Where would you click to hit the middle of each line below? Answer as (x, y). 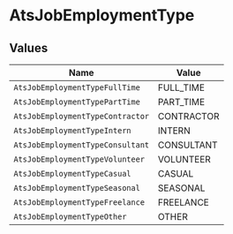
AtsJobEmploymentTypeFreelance (79, 203)
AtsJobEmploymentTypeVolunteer (79, 159)
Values (29, 48)
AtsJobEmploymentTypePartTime (77, 102)
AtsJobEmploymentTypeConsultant (82, 145)
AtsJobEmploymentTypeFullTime (77, 88)
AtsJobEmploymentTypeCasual (72, 174)
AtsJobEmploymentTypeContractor (82, 116)
